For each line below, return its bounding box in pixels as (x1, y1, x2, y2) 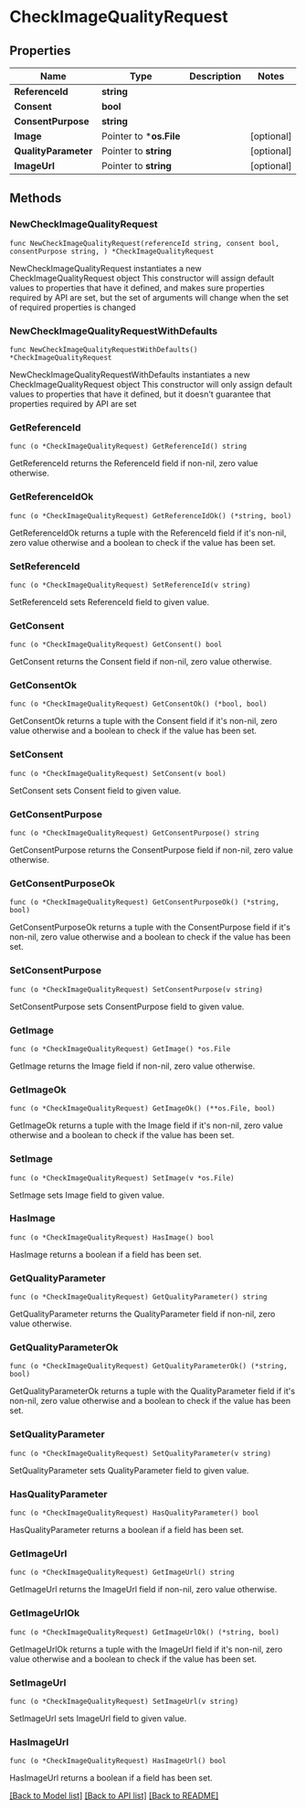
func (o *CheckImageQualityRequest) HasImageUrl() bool (9, 1757, 227, 1766)
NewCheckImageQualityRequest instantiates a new (9, 262, 203, 273)
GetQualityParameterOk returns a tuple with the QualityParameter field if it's (9, 1386, 295, 1397)
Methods (9, 190, 62, 207)
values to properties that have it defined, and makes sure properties (9, 282, 265, 293)
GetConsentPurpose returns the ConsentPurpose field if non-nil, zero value (9, 845, 294, 856)
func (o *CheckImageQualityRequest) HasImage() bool (9, 1232, 215, 1242)
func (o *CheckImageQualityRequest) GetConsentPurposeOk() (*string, (9, 898, 280, 907)
